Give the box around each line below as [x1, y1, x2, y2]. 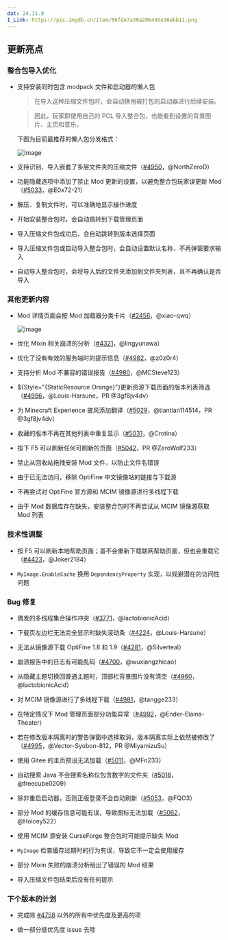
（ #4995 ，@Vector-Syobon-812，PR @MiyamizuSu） [16, 742, 171, 750]
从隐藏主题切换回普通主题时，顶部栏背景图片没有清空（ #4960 [16, 673, 192, 681]
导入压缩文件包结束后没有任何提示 [16, 876, 114, 884]
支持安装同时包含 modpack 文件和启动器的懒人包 [16, 83, 155, 91]
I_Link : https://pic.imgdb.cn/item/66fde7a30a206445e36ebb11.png [7, 16, 197, 23]
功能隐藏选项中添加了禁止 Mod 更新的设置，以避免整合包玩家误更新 [16, 178, 207, 186]
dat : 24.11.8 [7, 10, 45, 17]
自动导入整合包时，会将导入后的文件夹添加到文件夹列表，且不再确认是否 [16, 267, 221, 276]
